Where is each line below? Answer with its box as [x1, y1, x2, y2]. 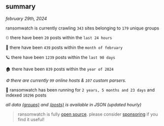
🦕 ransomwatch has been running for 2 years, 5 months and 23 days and [5, 87, 155, 93]
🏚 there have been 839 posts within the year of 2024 [5, 66, 114, 72]
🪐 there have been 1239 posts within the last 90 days [5, 54, 115, 60]
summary [5, 2, 36, 11]
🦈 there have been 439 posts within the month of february [5, 44, 123, 50]
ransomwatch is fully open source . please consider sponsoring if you [17, 111, 158, 117]
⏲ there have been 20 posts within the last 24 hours [5, 34, 112, 40]
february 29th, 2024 [5, 15, 47, 21]
